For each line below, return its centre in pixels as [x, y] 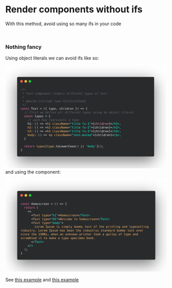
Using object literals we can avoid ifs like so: [52, 58]
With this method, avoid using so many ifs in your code [63, 24]
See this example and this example [42, 280]
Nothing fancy [24, 47]
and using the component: [33, 172]
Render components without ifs [74, 9]
